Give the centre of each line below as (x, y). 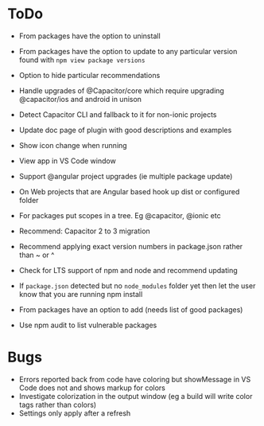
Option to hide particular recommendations (89, 75)
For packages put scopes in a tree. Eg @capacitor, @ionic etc (120, 215)
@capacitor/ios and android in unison (80, 99)
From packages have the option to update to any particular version (128, 51)
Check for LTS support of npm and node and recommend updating (128, 270)
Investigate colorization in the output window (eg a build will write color (136, 396)
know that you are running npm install (81, 294)
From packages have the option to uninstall (89, 36)
